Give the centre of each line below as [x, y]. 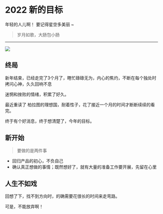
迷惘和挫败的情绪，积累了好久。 [37, 94]
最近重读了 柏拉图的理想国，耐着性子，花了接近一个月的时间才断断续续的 [78, 105]
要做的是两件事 [32, 150]
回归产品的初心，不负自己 [38, 160]
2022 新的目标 [34, 10]
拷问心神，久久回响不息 [28, 84]
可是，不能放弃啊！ [24, 207]
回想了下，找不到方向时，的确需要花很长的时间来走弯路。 [62, 196]
